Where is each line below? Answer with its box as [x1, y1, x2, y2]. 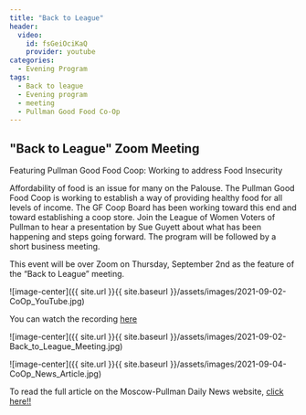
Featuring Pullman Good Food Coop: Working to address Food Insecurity [9, 165, 283, 176]
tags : [9, 73, 30, 82]
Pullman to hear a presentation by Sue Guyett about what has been [9, 221, 262, 233]
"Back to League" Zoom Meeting [9, 141, 200, 156]
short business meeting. [9, 241, 100, 252]
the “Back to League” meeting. [9, 269, 125, 280]
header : [9, 22, 39, 31]
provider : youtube [26, 48, 96, 57]
